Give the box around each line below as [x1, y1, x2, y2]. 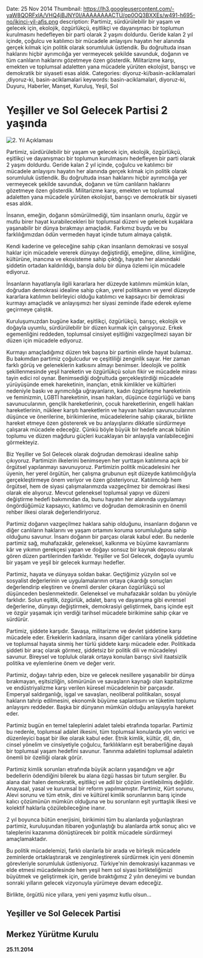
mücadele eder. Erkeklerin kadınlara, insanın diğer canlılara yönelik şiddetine [6, 633, 198, 641]
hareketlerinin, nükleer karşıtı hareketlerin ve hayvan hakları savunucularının [6, 406, 196, 414]
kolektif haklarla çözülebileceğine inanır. [6, 804, 107, 811]
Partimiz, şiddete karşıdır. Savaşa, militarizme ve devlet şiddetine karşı [6, 627, 182, 634]
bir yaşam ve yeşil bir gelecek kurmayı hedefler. [6, 559, 126, 566]
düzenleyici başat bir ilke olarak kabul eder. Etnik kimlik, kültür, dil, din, [6, 734, 182, 742]
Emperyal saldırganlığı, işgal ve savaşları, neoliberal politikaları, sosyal [6, 690, 181, 697]
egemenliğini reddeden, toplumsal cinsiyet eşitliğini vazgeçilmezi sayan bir [6, 330, 193, 338]
